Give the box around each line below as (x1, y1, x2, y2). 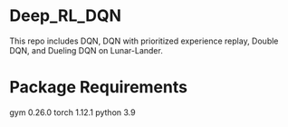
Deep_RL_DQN (9, 5, 122, 26)
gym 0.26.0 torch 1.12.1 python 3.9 (9, 106, 136, 118)
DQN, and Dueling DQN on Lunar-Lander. (9, 44, 163, 55)
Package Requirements (9, 77, 188, 98)
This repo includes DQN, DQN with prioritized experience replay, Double (9, 35, 279, 46)
